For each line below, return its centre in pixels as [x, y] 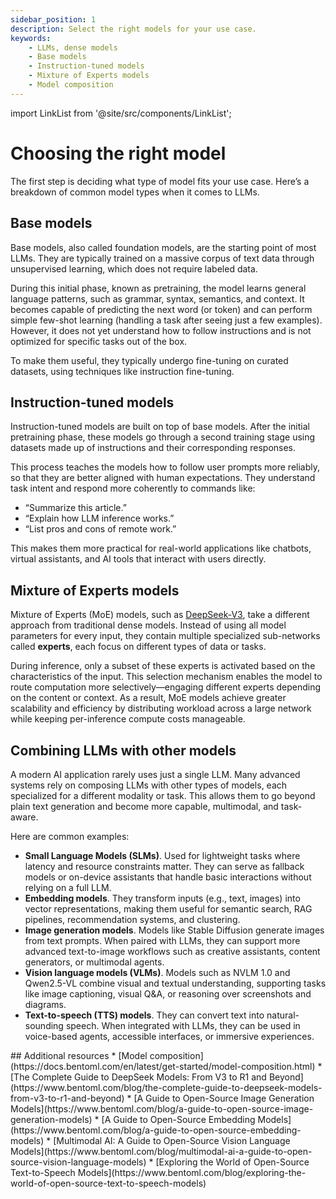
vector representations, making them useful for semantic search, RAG [168, 908]
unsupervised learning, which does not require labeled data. [134, 268]
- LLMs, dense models [73, 47]
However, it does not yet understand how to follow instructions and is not [161, 330]
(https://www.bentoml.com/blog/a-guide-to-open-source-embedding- [156, 1130]
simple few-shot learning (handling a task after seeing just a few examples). [166, 320]
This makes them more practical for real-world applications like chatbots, [161, 548]
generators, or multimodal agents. [94, 962]
